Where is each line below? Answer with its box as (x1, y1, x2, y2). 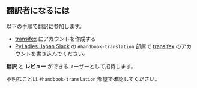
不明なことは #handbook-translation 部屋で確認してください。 (6, 75, 160, 82)
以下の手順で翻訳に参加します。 (6, 23, 85, 30)
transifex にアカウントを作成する (14, 35, 96, 42)
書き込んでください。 (35, 50, 89, 57)
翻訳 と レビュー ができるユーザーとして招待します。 (6, 62, 136, 70)
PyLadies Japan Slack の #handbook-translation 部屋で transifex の (14, 42, 181, 49)
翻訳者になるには (6, 5, 70, 16)
